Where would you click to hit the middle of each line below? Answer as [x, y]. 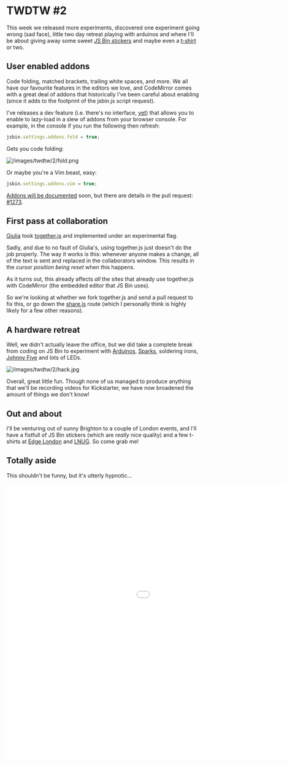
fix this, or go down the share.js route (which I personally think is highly [96, 304]
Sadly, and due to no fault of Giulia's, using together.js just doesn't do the [99, 248]
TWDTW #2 [37, 11]
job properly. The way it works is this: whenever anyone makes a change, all [103, 254]
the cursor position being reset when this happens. [71, 267]
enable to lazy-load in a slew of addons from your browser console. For [97, 119]
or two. [15, 47]
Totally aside [31, 461]
